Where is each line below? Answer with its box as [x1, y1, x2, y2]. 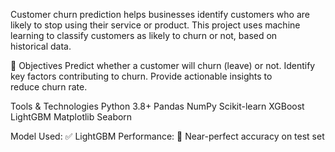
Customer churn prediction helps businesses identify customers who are [10, 9, 311, 20]
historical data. [10, 40, 72, 52]
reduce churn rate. [10, 81, 88, 93]
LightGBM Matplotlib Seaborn [10, 111, 133, 123]
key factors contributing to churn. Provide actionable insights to [10, 70, 273, 82]
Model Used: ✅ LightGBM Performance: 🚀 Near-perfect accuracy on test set [10, 130, 325, 142]
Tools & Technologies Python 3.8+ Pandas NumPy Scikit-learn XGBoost [10, 100, 305, 112]
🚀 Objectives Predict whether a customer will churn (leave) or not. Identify [10, 60, 316, 71]
